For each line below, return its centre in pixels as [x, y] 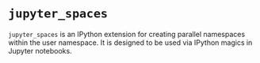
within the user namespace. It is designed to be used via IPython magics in [130, 43]
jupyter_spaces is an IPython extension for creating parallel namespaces [127, 34]
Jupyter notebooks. [40, 50]
